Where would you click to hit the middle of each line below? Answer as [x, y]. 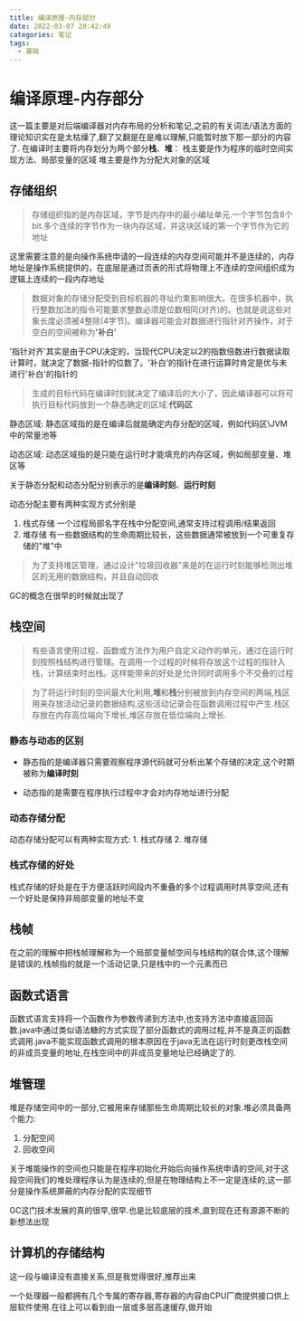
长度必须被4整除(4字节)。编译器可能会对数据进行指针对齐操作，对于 [166, 320]
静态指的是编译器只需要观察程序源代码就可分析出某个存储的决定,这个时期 [158, 762]
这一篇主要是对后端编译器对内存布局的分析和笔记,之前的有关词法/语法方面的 [151, 126]
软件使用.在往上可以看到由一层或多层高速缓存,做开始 [114, 1307]
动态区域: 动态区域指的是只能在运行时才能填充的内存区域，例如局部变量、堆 [150, 454]
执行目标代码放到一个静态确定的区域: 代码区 [112, 404]
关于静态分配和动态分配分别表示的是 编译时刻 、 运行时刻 [112, 484]
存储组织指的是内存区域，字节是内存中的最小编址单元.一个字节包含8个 [162, 214]
